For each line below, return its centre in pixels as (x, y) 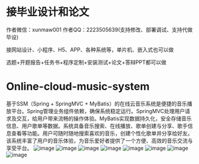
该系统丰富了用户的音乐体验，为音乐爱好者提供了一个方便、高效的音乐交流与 (99, 140)
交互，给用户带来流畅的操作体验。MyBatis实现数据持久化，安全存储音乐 (104, 118)
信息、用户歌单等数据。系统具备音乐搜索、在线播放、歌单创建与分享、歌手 (97, 126)
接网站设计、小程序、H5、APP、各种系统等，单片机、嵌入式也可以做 (90, 49)
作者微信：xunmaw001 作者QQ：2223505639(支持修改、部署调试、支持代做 (99, 30)
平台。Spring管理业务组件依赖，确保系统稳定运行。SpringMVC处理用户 (98, 111)
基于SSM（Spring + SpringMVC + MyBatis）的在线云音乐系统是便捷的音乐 (97, 104)
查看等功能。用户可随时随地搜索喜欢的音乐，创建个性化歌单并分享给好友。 (102, 133)
